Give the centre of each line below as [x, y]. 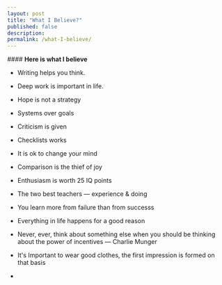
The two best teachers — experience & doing [82, 194]
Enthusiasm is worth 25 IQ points [65, 181]
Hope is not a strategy [49, 100]
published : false [32, 26]
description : [26, 33]
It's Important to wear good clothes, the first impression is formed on [116, 255]
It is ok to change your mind [57, 154]
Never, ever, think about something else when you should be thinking [116, 234]
